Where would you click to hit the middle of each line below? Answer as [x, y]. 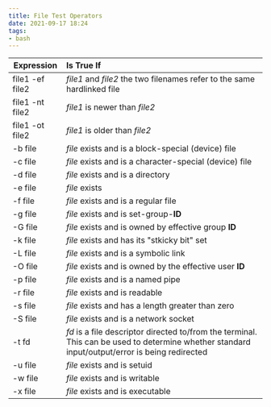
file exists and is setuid [109, 365]
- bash [19, 38]
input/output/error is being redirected [137, 352]
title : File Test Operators [56, 16]
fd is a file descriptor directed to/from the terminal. [161, 332]
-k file [24, 240]
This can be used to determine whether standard [158, 342]
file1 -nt [28, 102]
